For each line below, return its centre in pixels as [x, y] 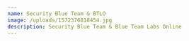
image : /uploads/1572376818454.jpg [60, 20]
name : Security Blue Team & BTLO [57, 14]
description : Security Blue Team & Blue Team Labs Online [94, 26]
